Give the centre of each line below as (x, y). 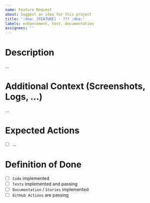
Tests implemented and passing (45, 184)
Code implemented (31, 178)
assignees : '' (20, 28)
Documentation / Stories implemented (50, 190)
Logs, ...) (24, 97)
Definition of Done (43, 165)
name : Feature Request (28, 10)
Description (30, 53)
